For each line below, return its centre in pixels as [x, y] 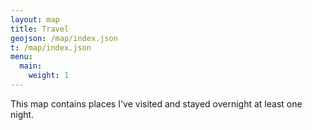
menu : [21, 57]
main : [31, 66]
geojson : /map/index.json [64, 38]
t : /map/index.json [51, 47]
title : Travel [40, 29]
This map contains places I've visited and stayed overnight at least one [156, 103]
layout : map [35, 19]
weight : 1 [49, 76]
